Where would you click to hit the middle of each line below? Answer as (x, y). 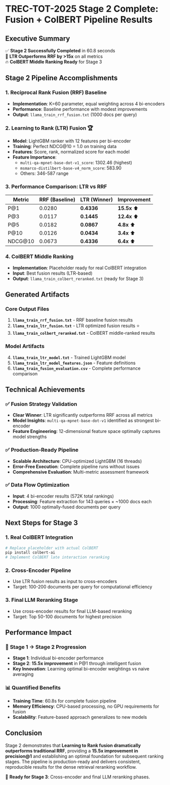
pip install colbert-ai (30, 553)
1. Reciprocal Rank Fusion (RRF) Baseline (56, 93)
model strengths (30, 437)
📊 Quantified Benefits (33, 688)
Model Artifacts (25, 346)
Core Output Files (27, 309)
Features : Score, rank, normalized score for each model (71, 152)
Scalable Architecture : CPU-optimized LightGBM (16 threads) (77, 461)
